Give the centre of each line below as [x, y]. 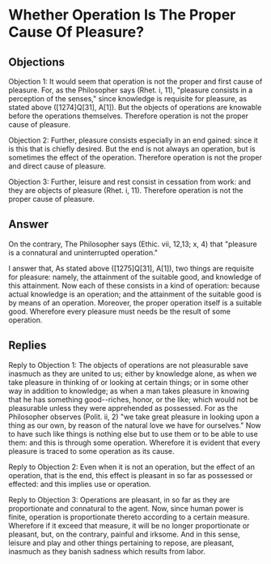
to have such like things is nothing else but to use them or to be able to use [133, 434]
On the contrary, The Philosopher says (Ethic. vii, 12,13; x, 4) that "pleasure [133, 244]
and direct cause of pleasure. [57, 166]
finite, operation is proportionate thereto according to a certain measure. [129, 517]
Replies [28, 346]
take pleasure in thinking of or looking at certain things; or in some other [129, 382]
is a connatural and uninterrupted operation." [83, 252]
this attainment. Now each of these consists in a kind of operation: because [134, 285]
